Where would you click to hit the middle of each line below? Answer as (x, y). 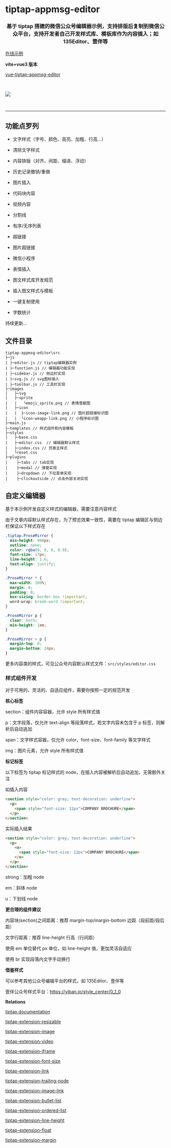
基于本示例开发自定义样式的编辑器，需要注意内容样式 (61, 509)
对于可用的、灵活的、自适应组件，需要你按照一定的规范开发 (68, 690)
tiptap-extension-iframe (30, 1051)
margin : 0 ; (21, 588)
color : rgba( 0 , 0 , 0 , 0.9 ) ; (40, 550)
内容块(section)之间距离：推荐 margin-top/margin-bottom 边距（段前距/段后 (85, 920)
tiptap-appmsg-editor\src (33, 353)
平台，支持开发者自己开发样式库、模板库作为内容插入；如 (88, 34)
